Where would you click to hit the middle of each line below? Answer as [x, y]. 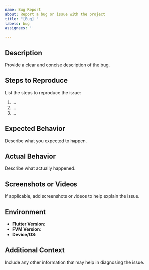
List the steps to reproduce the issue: [43, 92]
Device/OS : [24, 234]
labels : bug [17, 24]
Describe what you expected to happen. [46, 141]
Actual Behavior [31, 156]
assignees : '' [20, 28]
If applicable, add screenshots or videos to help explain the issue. [72, 196]
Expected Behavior [35, 129]
